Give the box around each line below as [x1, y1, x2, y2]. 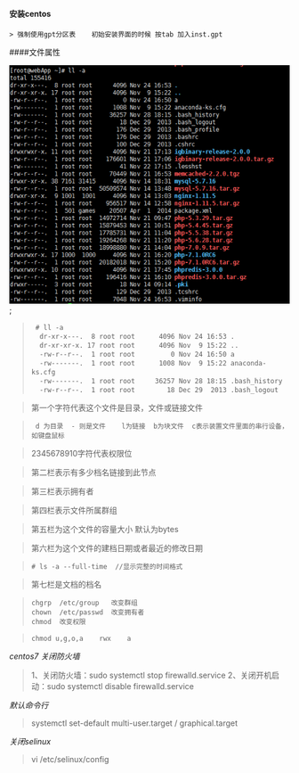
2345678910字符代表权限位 [30, 448, 133, 458]
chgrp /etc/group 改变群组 [30, 598, 138, 607]
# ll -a [35, 323, 64, 332]
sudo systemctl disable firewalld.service [46, 680, 194, 691]
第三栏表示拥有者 [30, 486, 94, 497]
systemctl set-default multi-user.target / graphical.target [30, 718, 238, 728]
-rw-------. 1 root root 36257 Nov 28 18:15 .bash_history [39, 376, 283, 385]
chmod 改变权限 [30, 617, 86, 626]
